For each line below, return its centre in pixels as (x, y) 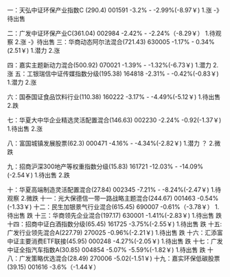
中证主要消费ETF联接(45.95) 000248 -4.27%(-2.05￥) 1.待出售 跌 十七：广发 (115, 241)
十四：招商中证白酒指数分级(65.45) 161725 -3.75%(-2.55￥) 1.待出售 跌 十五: (114, 224)
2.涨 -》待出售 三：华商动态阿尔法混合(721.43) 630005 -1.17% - (104, 42)
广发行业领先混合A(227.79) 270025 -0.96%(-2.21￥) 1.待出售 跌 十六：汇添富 (115, 233)
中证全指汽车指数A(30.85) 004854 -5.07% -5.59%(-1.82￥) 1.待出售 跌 (106, 250)
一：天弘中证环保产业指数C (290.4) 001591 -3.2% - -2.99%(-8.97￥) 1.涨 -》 (115, 10)
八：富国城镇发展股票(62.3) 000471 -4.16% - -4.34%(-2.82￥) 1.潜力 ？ (107, 143)
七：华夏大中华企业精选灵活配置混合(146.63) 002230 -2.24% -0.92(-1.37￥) (114, 120)
